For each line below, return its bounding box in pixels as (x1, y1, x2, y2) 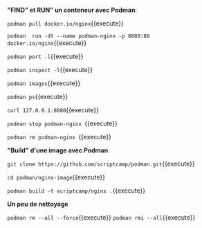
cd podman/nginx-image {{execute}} (7, 173, 106, 181)
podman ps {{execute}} (7, 93, 68, 100)
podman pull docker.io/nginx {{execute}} (7, 19, 125, 27)
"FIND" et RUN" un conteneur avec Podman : (7, 6, 137, 14)
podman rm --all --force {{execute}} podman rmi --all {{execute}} (7, 213, 196, 221)
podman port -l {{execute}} (7, 52, 84, 60)
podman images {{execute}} (7, 79, 81, 87)
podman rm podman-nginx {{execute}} (7, 133, 112, 141)
